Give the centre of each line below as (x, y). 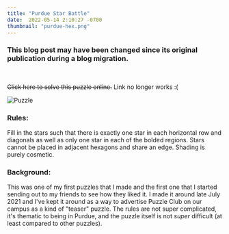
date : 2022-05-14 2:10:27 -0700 (55, 20)
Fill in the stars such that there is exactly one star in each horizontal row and (114, 132)
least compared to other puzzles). (55, 224)
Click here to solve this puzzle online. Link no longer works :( (93, 87)
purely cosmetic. (31, 154)
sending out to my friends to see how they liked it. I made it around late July (114, 194)
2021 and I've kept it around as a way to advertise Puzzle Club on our (105, 202)
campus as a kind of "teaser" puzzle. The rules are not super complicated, (112, 209)
